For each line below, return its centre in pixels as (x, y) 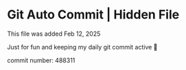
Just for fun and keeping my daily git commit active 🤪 (82, 47)
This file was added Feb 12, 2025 (54, 34)
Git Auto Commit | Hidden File (93, 15)
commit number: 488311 (41, 60)
